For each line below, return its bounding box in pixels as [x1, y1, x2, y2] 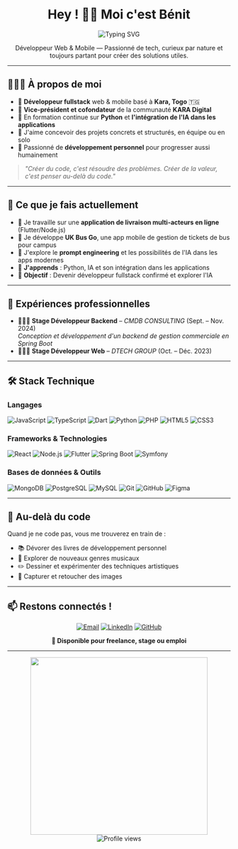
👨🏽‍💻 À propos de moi [7, 78, 102, 91]
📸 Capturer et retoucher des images [17, 572, 123, 581]
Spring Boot [17, 339, 53, 348]
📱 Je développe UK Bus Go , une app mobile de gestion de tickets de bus [17, 233, 230, 241]
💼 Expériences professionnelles [7, 297, 150, 310]
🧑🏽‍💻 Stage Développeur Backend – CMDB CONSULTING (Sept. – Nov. [17, 317, 225, 325]
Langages [7, 400, 42, 410]
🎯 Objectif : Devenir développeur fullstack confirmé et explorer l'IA [17, 270, 213, 279]
